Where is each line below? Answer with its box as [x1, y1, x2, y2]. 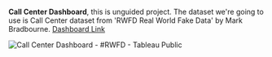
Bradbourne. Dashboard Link [8, 24, 106, 33]
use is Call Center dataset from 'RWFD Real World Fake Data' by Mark [8, 15, 243, 25]
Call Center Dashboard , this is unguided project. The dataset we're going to [8, 7, 265, 16]
